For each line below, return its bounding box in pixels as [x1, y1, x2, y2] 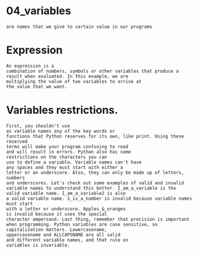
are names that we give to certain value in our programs [6, 24, 152, 30]
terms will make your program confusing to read [6, 143, 129, 149]
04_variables [6, 4, 71, 18]
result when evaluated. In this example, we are [6, 73, 129, 79]
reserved [6, 138, 28, 145]
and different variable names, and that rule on [6, 237, 129, 243]
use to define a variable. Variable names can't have [6, 159, 142, 165]
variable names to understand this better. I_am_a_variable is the [6, 185, 177, 191]
